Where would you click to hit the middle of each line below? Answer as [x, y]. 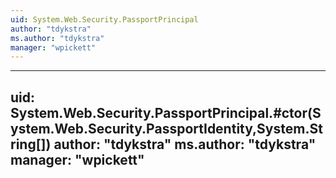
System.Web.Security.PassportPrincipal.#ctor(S [166, 112]
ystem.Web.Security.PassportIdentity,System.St [166, 128]
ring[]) [31, 144]
